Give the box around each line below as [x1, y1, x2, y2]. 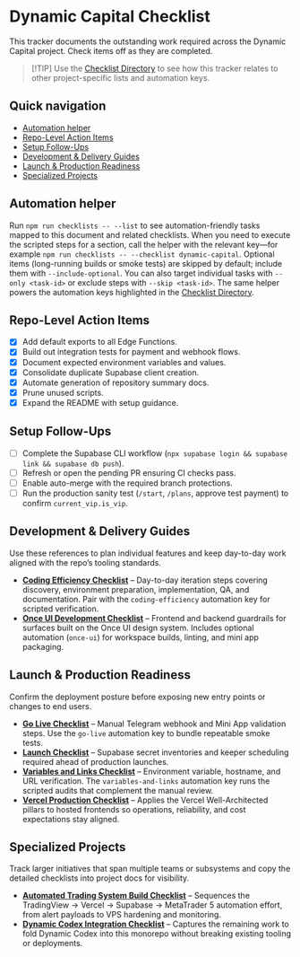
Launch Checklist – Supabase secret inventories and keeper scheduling [21, 747, 289, 758]
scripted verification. [21, 603, 99, 614]
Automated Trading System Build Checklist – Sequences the [21, 891, 251, 901]
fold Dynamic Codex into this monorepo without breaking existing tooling [21, 928, 292, 939]
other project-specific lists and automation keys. [30, 72, 210, 83]
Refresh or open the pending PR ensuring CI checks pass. [21, 467, 236, 478]
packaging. [21, 641, 64, 652]
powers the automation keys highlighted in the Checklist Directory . [9, 286, 254, 297]
